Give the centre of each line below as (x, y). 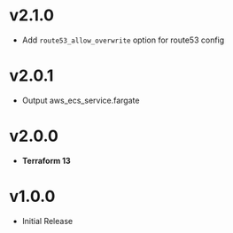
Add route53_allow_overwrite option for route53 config (123, 40)
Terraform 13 (46, 160)
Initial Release (47, 221)
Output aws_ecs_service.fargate (81, 100)
